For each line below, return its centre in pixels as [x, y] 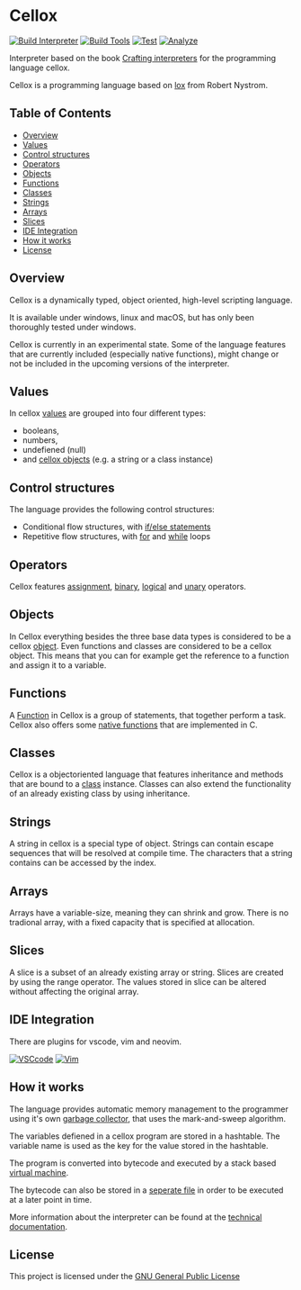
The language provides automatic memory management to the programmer [149, 1109]
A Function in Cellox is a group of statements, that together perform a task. [148, 715]
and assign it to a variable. [58, 665]
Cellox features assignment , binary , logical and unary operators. [128, 586]
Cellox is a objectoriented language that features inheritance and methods [146, 774]
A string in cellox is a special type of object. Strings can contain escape [142, 843]
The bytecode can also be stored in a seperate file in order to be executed [146, 1190]
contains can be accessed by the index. [83, 863]
